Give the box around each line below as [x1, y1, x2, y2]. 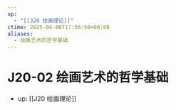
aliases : [7, 30, 33, 38]
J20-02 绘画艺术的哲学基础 [7, 70, 169, 86]
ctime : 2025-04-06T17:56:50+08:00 [7, 23, 110, 31]
